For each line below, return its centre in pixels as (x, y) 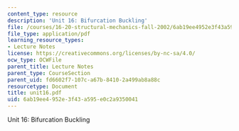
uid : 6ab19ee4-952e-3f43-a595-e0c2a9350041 (73, 100)
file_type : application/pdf (49, 34)
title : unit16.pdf (34, 93)
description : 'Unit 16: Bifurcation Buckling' (78, 21)
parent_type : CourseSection (49, 73)
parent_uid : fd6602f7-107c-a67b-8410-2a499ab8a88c (84, 80)
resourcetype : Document (43, 86)
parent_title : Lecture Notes (51, 67)
